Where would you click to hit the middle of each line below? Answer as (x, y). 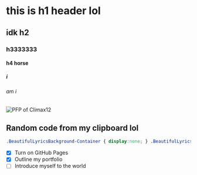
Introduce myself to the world (50, 166)
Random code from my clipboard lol (72, 128)
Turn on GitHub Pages (41, 153)
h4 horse (17, 63)
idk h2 (18, 33)
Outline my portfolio (38, 159)
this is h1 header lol (53, 11)
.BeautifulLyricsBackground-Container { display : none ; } (77, 142)
